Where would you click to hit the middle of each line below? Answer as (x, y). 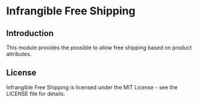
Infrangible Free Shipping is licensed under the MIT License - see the (92, 87)
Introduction (30, 33)
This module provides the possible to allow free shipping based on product (99, 47)
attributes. (19, 54)
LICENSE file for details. (36, 94)
